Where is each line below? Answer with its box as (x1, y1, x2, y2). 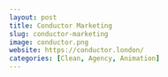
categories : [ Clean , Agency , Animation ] (9, 54, 161, 63)
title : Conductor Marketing (9, 21, 113, 30)
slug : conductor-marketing (9, 29, 109, 38)
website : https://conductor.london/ (9, 46, 144, 55)
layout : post (9, 12, 57, 22)
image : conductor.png (9, 37, 89, 47)
